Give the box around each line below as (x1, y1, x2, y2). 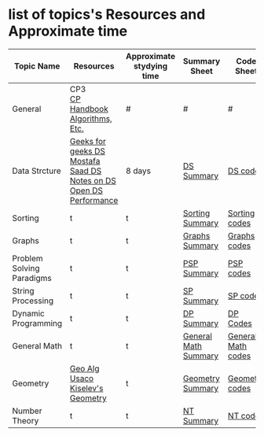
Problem (12, 253, 43, 264)
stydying (133, 61, 168, 72)
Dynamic (12, 308, 46, 319)
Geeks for (69, 135, 106, 146)
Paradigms (12, 272, 53, 283)
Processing (12, 295, 54, 306)
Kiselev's (69, 382, 104, 394)
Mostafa (69, 155, 101, 166)
